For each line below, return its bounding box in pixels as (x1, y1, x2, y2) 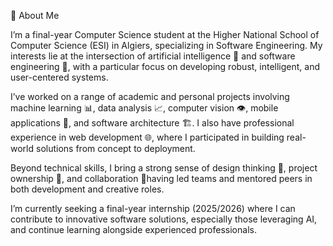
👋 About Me (10, 10, 60, 21)
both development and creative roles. (10, 183, 165, 195)
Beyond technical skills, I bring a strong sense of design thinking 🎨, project (10, 162, 318, 174)
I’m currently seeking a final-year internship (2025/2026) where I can (10, 203, 296, 214)
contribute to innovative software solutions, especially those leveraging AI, (10, 213, 318, 225)
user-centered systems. (10, 71, 109, 83)
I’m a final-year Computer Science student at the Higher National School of (10, 29, 320, 40)
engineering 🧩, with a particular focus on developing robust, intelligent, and (10, 61, 321, 72)
